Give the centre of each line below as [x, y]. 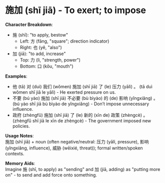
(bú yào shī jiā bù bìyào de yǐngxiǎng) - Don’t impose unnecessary [81, 104]
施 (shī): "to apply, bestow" [40, 35]
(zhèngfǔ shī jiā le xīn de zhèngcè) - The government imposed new [82, 120]
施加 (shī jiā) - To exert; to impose [76, 10]
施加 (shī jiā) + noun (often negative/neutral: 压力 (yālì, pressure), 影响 [77, 141]
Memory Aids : [20, 163]
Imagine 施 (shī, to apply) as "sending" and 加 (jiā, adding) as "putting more [83, 169]
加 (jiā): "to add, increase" [39, 54]
